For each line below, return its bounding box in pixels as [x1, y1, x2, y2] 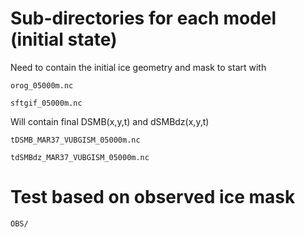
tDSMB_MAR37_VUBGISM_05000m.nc [10, 135, 141, 145]
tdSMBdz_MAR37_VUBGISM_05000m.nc [10, 152, 150, 162]
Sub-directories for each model [10, 7, 277, 30]
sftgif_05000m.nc [10, 98, 83, 108]
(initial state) [10, 28, 118, 51]
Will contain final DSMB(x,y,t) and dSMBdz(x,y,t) [10, 115, 210, 127]
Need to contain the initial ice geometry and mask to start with [10, 61, 267, 73]
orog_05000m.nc [10, 80, 74, 91]
